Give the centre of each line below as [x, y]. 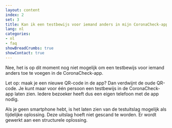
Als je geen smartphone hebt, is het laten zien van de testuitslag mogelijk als [86, 109]
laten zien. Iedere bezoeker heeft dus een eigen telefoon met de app [87, 94]
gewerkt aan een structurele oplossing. [47, 120]
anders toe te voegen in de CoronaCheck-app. [54, 73]
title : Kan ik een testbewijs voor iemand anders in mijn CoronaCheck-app [87, 24]
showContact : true [25, 53]
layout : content [23, 10]
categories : [18, 34]
